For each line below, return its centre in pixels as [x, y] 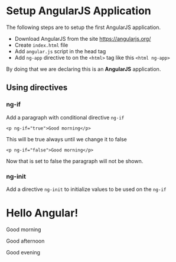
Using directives [37, 88]
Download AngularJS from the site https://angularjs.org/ [83, 38]
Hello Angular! [42, 213]
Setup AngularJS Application [79, 11]
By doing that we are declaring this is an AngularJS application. [84, 69]
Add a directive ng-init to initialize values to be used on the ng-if [86, 189]
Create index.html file [41, 45]
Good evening [23, 252]
